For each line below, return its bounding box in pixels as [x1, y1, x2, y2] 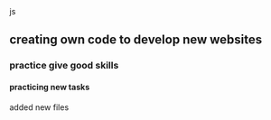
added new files [9, 101, 70, 113]
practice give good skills [9, 60, 119, 72]
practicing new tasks [9, 81, 90, 92]
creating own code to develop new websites [9, 32, 263, 48]
